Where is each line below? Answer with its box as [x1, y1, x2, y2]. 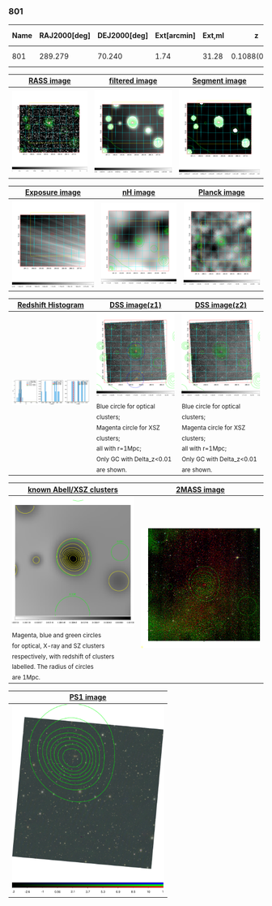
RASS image [28, 75, 71, 86]
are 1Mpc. [11, 674, 40, 682]
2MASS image [176, 485, 225, 494]
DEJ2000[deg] [96, 31, 148, 41]
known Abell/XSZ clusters [28, 485, 119, 494]
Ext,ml [202, 31, 225, 41]
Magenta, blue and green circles [11, 631, 102, 639]
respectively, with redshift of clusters [11, 652, 115, 661]
